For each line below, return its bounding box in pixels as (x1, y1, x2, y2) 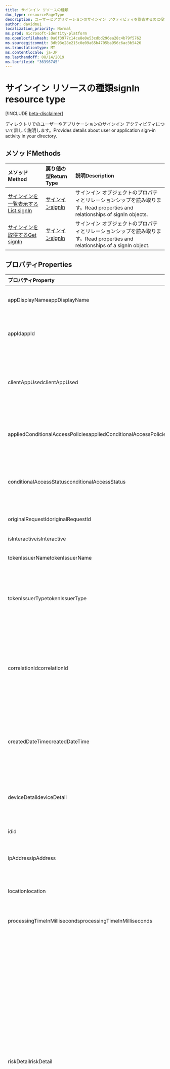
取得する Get (8, 232, 37, 238)
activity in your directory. (5, 133, 57, 139)
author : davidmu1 (5, 21, 42, 27)
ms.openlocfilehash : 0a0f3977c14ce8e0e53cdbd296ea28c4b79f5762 (5, 36, 142, 41)
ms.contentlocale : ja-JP (5, 50, 58, 55)
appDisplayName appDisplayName (8, 296, 90, 303)
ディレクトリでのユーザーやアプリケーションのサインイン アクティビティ (5, 121, 156, 127)
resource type (5, 94, 66, 105)
